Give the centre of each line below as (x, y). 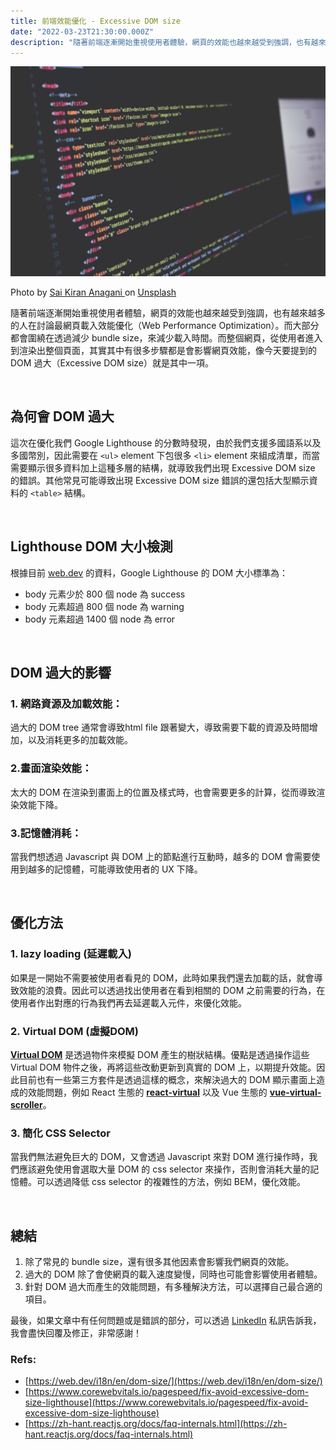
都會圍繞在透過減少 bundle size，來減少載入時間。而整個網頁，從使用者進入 (166, 338)
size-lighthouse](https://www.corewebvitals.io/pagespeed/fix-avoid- (166, 1402)
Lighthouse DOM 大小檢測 (91, 546)
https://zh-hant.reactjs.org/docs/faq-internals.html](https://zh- (158, 1424)
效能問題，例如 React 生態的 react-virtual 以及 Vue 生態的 (147, 1092)
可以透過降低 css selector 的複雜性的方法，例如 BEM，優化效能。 (171, 1182)
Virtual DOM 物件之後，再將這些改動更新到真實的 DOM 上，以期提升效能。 (163, 1067)
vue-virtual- (295, 1092)
